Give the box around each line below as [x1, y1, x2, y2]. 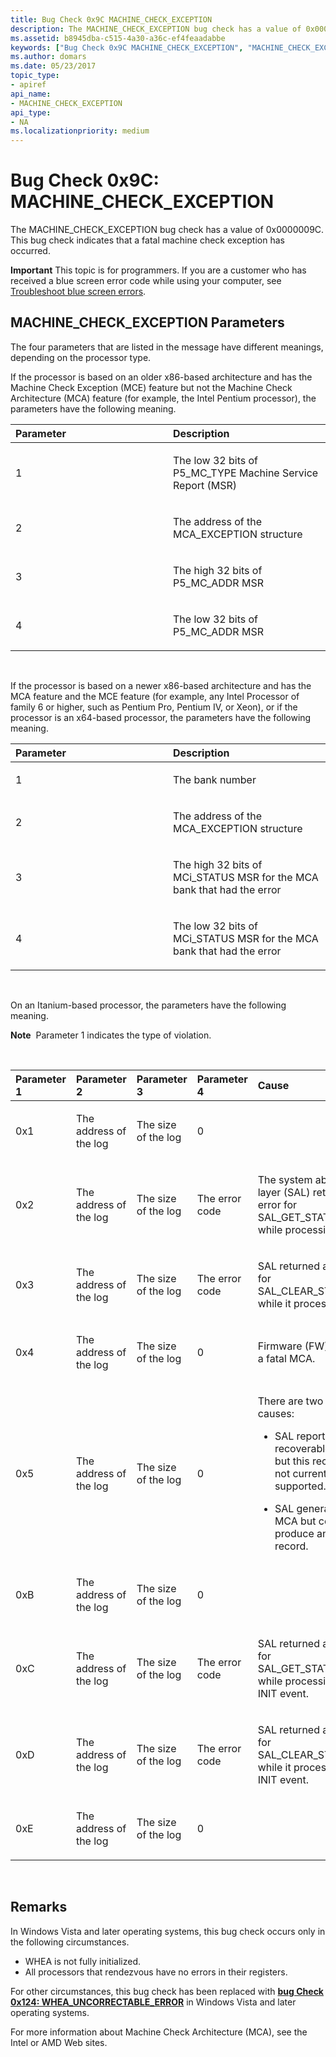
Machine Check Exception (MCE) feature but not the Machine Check [10, 381, 293, 393]
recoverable [274, 1441, 332, 1455]
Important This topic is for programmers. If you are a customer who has [10, 264, 307, 276]
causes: [257, 1406, 295, 1420]
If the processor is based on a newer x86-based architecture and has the [10, 679, 312, 691]
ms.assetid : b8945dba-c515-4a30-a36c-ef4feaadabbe [10, 33, 226, 43]
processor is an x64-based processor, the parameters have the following [10, 711, 312, 723]
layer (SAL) [257, 1185, 311, 1199]
